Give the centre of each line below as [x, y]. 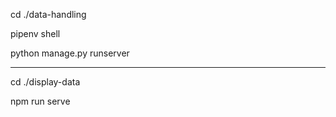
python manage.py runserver [70, 53]
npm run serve [40, 101]
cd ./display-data [45, 82]
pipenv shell [35, 33]
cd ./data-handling [48, 14]
